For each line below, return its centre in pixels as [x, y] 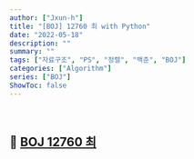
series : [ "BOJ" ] [40, 77]
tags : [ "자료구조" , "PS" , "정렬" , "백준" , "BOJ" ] [98, 60]
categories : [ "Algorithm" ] [61, 69]
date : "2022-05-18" [46, 35]
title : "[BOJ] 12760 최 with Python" [80, 26]
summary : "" [32, 52]
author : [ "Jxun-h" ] [46, 18]
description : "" [40, 43]
